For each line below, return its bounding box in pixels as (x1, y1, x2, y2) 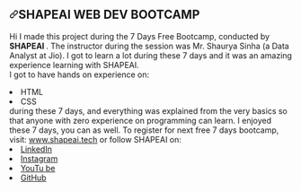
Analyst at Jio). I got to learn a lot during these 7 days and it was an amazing (9, 49, 292, 61)
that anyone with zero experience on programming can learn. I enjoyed (9, 115, 272, 126)
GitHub (21, 172, 47, 183)
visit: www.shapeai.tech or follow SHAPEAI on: (9, 134, 182, 144)
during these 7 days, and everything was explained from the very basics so (9, 105, 288, 116)
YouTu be (21, 162, 56, 173)
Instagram (21, 152, 58, 164)
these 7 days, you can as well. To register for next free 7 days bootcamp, (9, 125, 279, 135)
